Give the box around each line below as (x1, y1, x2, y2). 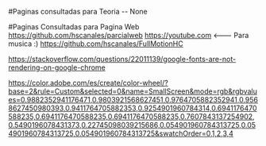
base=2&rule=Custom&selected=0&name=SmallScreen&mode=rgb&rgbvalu (8, 86, 258, 96)
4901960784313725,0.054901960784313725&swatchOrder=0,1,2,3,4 (8, 129, 234, 138)
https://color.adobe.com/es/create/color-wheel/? (8, 79, 168, 87)
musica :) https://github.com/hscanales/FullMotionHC (8, 39, 184, 48)
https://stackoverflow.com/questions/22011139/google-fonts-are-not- (8, 55, 237, 63)
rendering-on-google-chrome (8, 63, 106, 72)
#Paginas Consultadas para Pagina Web (8, 22, 140, 31)
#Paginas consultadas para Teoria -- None (8, 7, 148, 16)
